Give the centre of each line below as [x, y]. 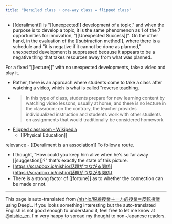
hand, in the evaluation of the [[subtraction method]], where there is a [86, 41]
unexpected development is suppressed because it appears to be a [84, 52]
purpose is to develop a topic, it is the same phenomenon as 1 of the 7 [87, 30]
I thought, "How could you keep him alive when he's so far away [80, 154]
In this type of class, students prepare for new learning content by [95, 98]
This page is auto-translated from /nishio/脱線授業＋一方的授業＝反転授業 [83, 199]
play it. [12, 73]
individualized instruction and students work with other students [93, 114]
